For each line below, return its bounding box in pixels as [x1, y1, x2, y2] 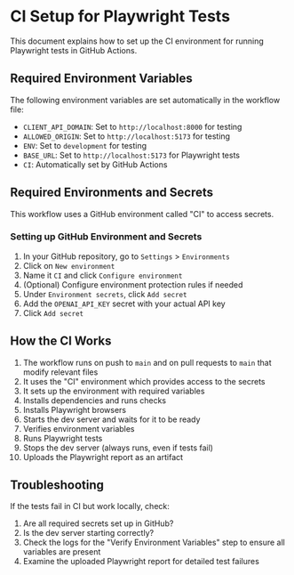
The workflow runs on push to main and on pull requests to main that [22, 357, 272, 368]
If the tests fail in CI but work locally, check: [10, 501, 170, 512]
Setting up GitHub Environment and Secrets [10, 231, 203, 243]
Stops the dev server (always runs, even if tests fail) [22, 442, 214, 453]
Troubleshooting [10, 478, 105, 493]
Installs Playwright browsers [22, 404, 127, 415]
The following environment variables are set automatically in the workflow [10, 94, 281, 105]
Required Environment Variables [10, 71, 194, 86]
